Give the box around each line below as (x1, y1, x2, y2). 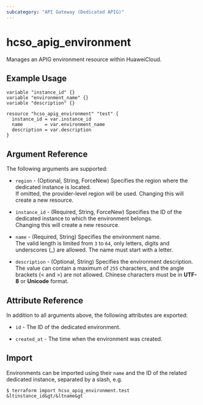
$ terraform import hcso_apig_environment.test (6, 387, 130, 393)
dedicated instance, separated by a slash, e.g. (6, 376, 123, 383)
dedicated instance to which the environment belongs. (15, 215, 153, 222)
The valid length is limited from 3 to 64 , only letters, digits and (15, 240, 170, 247)
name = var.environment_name (12, 122, 105, 128)
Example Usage (6, 73, 67, 83)
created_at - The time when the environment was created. (15, 335, 163, 343)
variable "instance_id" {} (6, 89, 75, 95)
